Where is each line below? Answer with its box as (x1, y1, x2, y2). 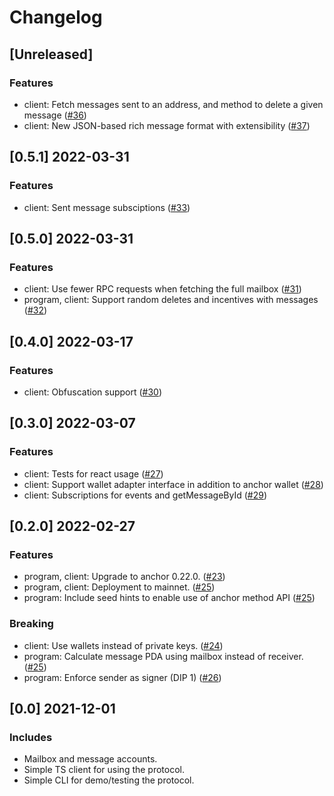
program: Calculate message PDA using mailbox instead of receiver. (23, 650, 304, 662)
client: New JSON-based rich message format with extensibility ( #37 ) (23, 119, 311, 131)
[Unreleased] (9, 46, 94, 63)
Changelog (9, 6, 103, 29)
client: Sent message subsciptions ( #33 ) (23, 201, 191, 213)
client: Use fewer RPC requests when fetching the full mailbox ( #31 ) (23, 283, 302, 295)
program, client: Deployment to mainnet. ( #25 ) (23, 581, 216, 593)
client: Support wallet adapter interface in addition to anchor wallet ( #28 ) (23, 478, 324, 490)
